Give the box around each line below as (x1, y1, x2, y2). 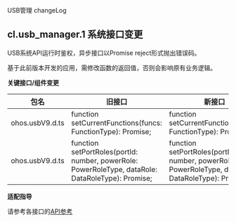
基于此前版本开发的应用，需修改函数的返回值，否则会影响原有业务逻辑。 (7, 63, 216, 72)
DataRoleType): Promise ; (71, 173, 152, 183)
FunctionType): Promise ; (71, 126, 152, 136)
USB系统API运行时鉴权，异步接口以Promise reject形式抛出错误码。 (7, 48, 201, 57)
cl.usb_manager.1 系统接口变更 (7, 29, 143, 41)
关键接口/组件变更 (7, 78, 60, 86)
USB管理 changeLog (7, 6, 67, 14)
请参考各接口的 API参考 (7, 207, 73, 216)
